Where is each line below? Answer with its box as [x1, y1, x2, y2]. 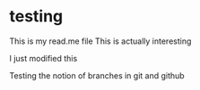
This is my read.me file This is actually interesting [9, 36, 192, 46]
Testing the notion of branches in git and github [9, 70, 186, 81]
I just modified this [9, 53, 78, 63]
